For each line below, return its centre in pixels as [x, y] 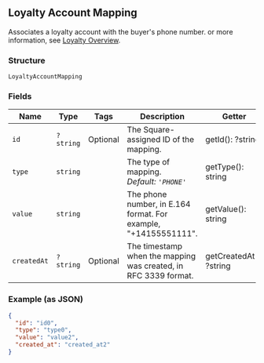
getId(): [219, 140]
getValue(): [226, 209]
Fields [20, 96]
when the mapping [161, 256]
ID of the [178, 140]
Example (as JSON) [46, 299]
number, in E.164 [159, 205]
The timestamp [155, 246]
